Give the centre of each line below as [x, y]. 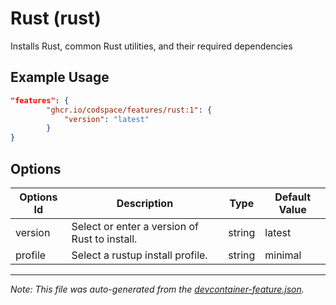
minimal [283, 255]
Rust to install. [104, 239]
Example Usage [60, 77]
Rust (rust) [56, 18]
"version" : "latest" [106, 119]
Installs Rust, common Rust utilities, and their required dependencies [151, 46]
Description [145, 203]
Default [293, 197]
